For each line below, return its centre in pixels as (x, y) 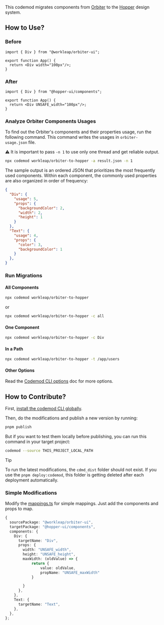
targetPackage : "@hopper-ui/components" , (53, 527)
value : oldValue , (58, 568)
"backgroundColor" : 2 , (41, 208)
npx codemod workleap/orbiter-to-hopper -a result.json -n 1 (69, 161)
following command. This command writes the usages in (62, 137)
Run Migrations (24, 275)
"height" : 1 (30, 217)
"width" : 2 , (30, 213)
